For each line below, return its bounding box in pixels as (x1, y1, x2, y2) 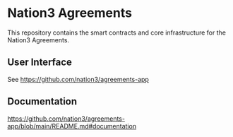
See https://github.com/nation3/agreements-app (7, 75, 150, 83)
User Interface (7, 56, 73, 68)
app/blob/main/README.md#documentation (7, 121, 136, 130)
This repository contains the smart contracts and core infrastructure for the (7, 28, 226, 37)
